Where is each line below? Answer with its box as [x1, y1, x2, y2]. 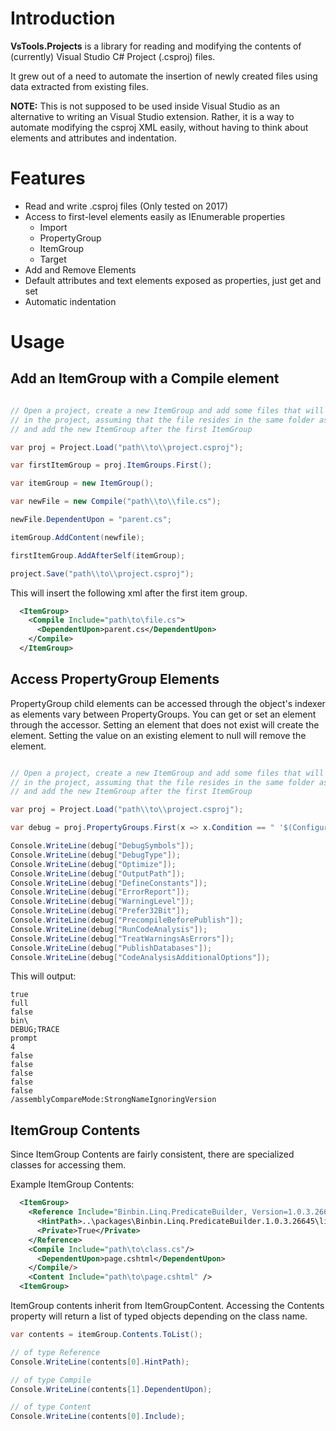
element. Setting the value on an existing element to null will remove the [10, 729, 307, 741]
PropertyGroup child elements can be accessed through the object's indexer [10, 697, 326, 709]
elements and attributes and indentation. [10, 132, 177, 144]
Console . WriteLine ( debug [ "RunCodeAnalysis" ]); [10, 924, 208, 934]
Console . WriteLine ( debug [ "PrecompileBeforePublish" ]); [10, 915, 244, 926]
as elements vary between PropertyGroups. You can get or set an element [10, 708, 317, 720]
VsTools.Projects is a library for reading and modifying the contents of [10, 40, 302, 52]
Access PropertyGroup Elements [10, 671, 220, 688]
